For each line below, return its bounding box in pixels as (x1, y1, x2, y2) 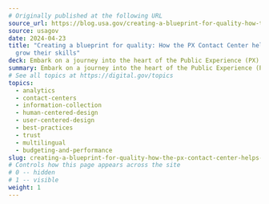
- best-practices (15, 124, 74, 132)
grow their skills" (15, 49, 81, 57)
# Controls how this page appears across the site (8, 161, 181, 169)
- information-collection (15, 101, 102, 109)
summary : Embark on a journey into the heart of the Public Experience (8, 64, 252, 72)
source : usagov (8, 27, 59, 35)
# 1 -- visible (8, 176, 59, 185)
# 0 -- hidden (8, 169, 56, 177)
